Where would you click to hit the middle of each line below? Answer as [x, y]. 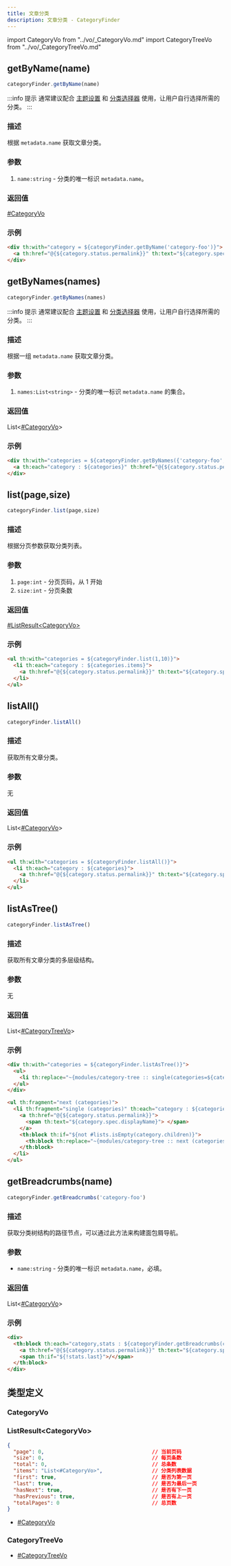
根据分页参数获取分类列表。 [46, 546]
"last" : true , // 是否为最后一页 [105, 1483]
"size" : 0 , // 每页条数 [98, 1458]
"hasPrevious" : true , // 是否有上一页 [103, 1496]
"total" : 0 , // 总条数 [95, 1464]
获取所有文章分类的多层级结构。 [52, 960]
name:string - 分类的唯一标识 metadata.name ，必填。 [91, 1269]
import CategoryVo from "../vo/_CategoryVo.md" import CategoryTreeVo [110, 39]
